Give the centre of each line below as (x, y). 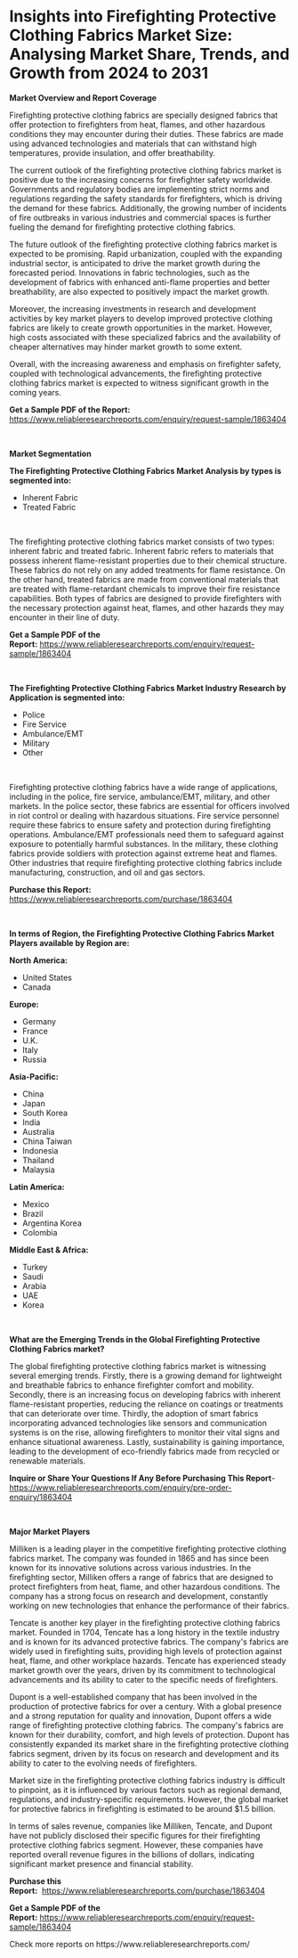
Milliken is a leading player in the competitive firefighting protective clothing (148, 1548)
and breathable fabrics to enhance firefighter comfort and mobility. (132, 1385)
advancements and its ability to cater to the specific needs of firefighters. (144, 1679)
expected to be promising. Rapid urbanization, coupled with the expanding (146, 253)
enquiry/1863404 (41, 1497)
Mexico (36, 1203)
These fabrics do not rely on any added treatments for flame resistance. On (148, 570)
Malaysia (38, 1170)
